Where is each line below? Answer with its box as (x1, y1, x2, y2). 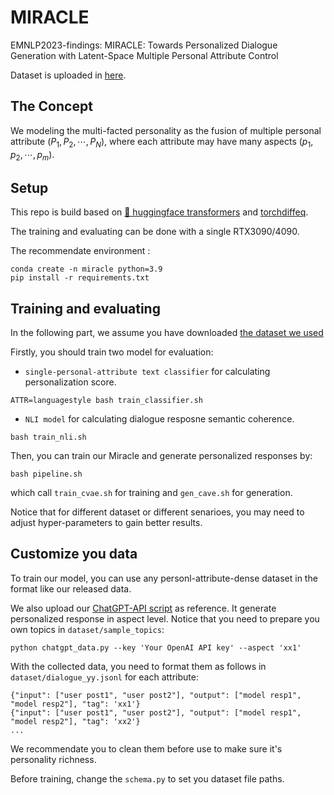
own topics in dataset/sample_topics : (10, 623, 165, 635)
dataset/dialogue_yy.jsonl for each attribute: (10, 671, 199, 683)
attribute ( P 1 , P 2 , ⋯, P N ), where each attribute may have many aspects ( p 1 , (10, 135, 314, 150)
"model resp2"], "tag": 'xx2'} (10, 716, 141, 726)
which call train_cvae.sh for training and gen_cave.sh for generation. (10, 486, 293, 498)
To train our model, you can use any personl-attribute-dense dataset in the (10, 572, 318, 584)
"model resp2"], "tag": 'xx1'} (10, 699, 141, 709)
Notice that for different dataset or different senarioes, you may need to (10, 506, 305, 518)
